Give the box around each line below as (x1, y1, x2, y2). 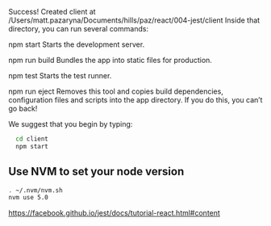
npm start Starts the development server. (8, 40, 145, 49)
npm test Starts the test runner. (8, 71, 112, 80)
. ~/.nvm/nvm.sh (8, 186, 63, 195)
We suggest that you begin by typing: (8, 119, 133, 128)
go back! (8, 104, 38, 113)
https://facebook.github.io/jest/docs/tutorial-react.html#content (8, 208, 220, 218)
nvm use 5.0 (8, 194, 48, 202)
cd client (15, 135, 48, 143)
